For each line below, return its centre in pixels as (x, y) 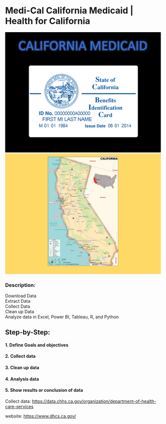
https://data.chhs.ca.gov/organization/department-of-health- (94, 401)
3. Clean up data (22, 368)
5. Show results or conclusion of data (44, 390)
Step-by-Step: (28, 332)
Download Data (21, 296)
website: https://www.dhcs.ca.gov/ (41, 416)
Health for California (48, 21)
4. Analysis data (22, 379)
